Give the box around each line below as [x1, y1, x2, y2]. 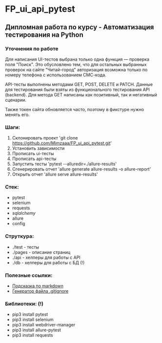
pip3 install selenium [12, 317, 54, 322]
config [12, 221, 25, 227]
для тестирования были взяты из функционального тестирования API [5, 87, 150, 92]
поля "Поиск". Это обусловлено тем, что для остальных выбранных [5, 61, 147, 67]
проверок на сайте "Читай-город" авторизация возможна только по [5, 67, 148, 72]
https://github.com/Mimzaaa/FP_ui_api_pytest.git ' [12, 140, 112, 146]
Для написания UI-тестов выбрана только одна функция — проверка [5, 56, 150, 62]
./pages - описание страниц [12, 249, 71, 255]
